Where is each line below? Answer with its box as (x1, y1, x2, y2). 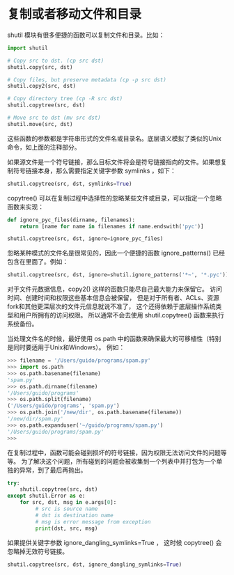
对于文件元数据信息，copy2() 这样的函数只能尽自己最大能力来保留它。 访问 (7, 285, 223, 293)
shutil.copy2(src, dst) (7, 83, 77, 90)
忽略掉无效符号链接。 (7, 547, 68, 556)
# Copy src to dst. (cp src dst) (7, 57, 104, 64)
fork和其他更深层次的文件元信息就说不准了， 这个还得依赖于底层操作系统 (7, 302, 216, 310)
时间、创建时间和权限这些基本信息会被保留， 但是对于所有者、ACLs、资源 (7, 294, 219, 302)
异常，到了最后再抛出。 (19, 466, 87, 474)
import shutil (7, 45, 49, 52)
